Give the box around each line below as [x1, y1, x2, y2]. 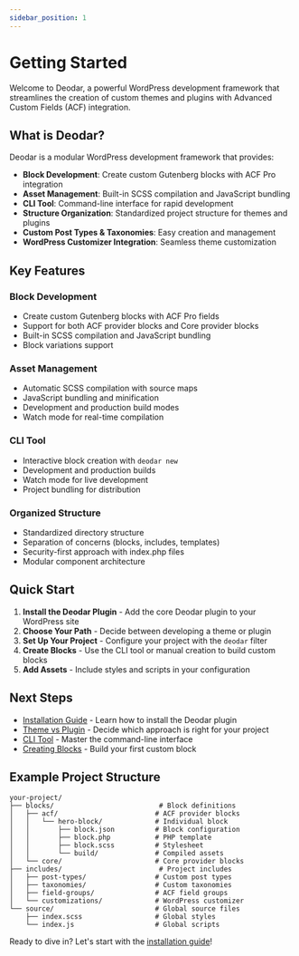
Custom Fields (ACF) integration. [9, 101, 131, 112]
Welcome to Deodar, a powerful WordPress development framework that [9, 82, 280, 93]
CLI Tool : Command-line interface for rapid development [22, 198, 234, 209]
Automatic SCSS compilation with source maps [22, 382, 199, 394]
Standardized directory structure [22, 526, 145, 537]
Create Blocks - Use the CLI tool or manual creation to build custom [22, 644, 276, 655]
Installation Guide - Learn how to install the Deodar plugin [22, 714, 238, 725]
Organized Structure [9, 507, 101, 519]
